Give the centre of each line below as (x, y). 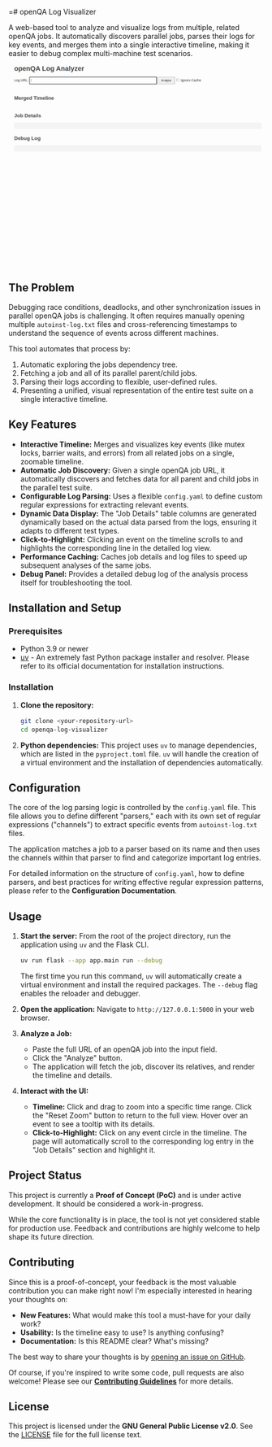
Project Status (45, 1176)
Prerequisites (35, 631)
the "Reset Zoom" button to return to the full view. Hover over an (140, 1115)
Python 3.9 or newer (54, 649)
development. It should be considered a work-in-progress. (106, 1204)
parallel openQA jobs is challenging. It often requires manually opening (127, 316)
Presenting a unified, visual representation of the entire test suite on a (137, 390)
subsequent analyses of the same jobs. (86, 565)
